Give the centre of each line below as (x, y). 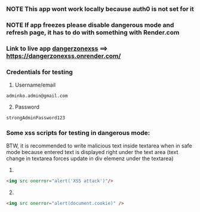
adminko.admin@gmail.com (37, 96)
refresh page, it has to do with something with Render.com (93, 32)
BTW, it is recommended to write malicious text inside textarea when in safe (99, 146)
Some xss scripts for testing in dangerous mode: (78, 133)
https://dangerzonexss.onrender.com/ (64, 56)
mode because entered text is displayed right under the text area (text (92, 152)
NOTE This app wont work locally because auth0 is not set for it (100, 9)
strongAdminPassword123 (36, 118)
